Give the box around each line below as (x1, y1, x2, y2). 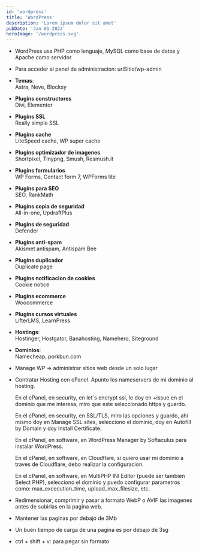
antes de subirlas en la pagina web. (14, 503, 103, 510)
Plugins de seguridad (14, 221, 70, 228)
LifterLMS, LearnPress (14, 317, 71, 324)
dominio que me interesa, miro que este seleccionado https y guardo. (14, 401, 187, 408)
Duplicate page (14, 263, 53, 270)
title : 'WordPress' (6, 14, 55, 20)
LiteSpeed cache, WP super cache (14, 137, 101, 144)
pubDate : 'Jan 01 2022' (6, 25, 66, 32)
